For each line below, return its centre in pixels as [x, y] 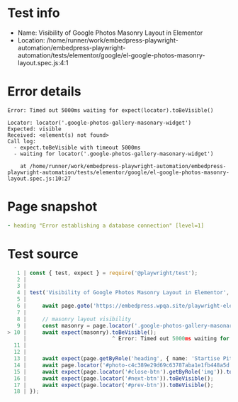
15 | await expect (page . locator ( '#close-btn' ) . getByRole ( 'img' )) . [120, 372]
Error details [44, 92]
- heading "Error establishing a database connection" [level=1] [106, 225]
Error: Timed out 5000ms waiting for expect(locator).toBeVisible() [110, 110]
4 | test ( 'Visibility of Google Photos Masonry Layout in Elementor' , [123, 293]
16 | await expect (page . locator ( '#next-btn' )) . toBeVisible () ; [114, 378]
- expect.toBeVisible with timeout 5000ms [77, 147]
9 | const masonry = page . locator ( [75, 325]
